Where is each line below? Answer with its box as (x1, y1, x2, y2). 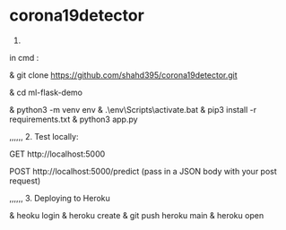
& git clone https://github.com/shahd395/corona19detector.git (9, 69, 238, 81)
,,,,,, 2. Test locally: (9, 131, 79, 141)
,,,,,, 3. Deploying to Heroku (9, 192, 110, 203)
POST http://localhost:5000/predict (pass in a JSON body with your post (9, 166, 278, 176)
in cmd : (9, 52, 39, 63)
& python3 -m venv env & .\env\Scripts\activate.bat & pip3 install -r (9, 104, 257, 115)
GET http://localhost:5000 (9, 149, 106, 159)
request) (9, 175, 41, 186)
